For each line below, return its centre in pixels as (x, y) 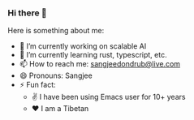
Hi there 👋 (28, 13)
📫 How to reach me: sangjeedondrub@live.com (99, 64)
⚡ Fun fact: (37, 85)
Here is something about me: (56, 31)
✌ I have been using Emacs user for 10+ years (108, 97)
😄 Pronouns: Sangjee (56, 75)
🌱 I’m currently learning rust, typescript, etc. (93, 55)
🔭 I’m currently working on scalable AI (83, 46)
